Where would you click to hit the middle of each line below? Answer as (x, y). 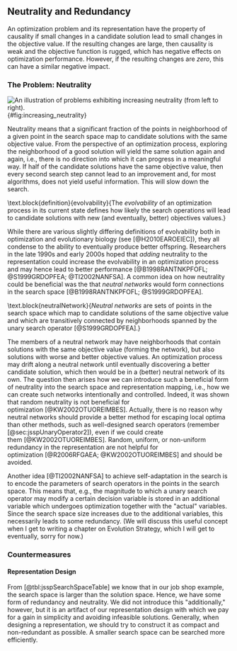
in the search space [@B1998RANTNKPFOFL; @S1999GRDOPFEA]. (105, 292)
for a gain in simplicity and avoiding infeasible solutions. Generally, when (113, 617)
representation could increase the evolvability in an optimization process (113, 262)
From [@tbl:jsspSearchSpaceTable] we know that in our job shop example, (116, 587)
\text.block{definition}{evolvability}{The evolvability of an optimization (110, 203)
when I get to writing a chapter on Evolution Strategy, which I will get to (111, 529)
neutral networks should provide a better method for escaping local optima (116, 417)
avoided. (20, 463)
